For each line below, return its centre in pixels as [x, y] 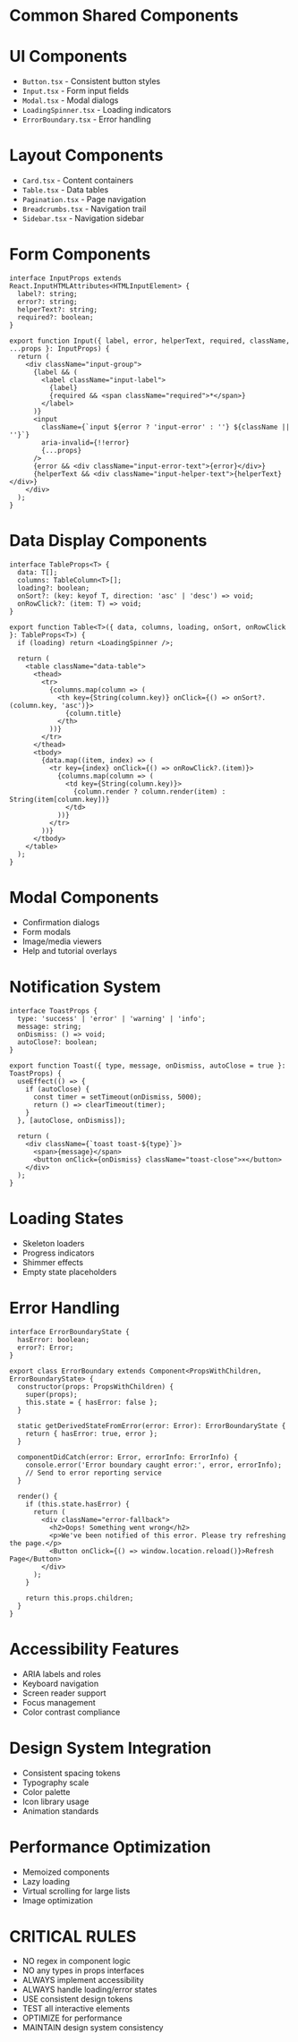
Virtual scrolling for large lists [76, 1891]
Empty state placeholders [69, 1272]
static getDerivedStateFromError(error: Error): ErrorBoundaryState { [152, 1425]
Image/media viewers [62, 941]
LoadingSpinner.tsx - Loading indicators [97, 110]
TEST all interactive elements [76, 2009]
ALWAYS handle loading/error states [89, 1990]
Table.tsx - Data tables [65, 190]
